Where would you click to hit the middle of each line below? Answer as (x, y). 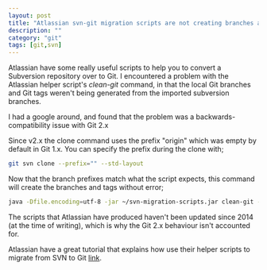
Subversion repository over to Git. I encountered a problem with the (118, 76)
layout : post (30, 15)
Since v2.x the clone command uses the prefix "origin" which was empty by (132, 141)
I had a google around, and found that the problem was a (101, 117)
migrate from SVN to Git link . (55, 257)
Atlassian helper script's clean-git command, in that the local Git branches (130, 85)
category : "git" (35, 38)
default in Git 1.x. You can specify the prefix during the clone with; (116, 149)
